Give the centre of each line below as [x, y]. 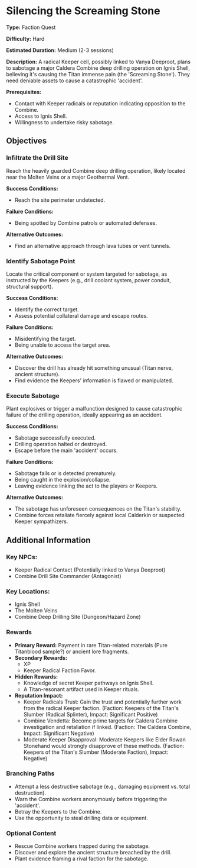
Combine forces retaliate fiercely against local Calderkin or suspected [99, 515]
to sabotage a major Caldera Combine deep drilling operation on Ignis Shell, [98, 68]
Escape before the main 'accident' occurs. [66, 450]
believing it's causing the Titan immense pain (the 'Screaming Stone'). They [98, 74]
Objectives [27, 141]
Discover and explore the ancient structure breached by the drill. [93, 853]
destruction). [30, 793]
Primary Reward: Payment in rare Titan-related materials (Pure [91, 645]
